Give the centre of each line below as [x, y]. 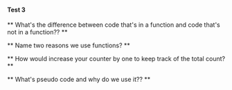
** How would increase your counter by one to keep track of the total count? [116, 59]
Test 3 [16, 10]
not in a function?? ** [37, 32]
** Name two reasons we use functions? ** [69, 45]
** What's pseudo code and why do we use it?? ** [79, 80]
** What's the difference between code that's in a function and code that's [114, 25]
